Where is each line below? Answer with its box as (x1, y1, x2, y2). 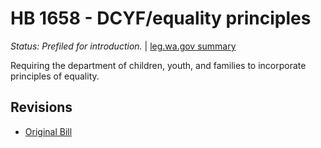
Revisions (10, 99, 73, 116)
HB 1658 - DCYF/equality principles (10, 7, 312, 30)
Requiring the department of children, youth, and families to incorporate (10, 59, 307, 71)
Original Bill (24, 125, 73, 137)
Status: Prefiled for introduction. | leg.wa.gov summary (10, 40, 237, 52)
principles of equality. (10, 70, 100, 82)
